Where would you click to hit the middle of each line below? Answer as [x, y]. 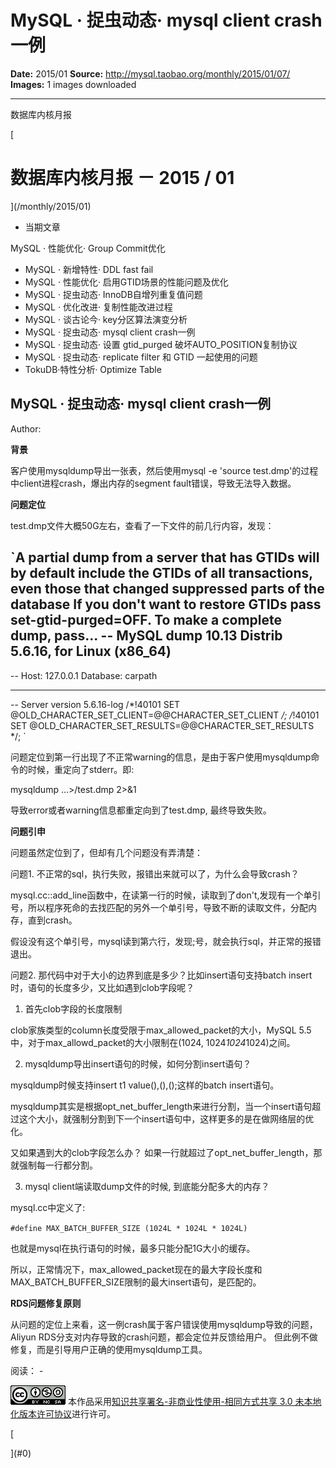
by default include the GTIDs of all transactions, [161, 573]
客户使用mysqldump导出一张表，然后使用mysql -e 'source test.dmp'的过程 [164, 470]
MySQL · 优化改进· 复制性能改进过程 [98, 307]
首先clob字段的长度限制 [73, 1008]
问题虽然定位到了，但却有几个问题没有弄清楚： [106, 852]
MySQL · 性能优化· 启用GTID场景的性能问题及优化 [126, 282]
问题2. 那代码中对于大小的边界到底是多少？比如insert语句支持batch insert [161, 975]
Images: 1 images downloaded [73, 84]
